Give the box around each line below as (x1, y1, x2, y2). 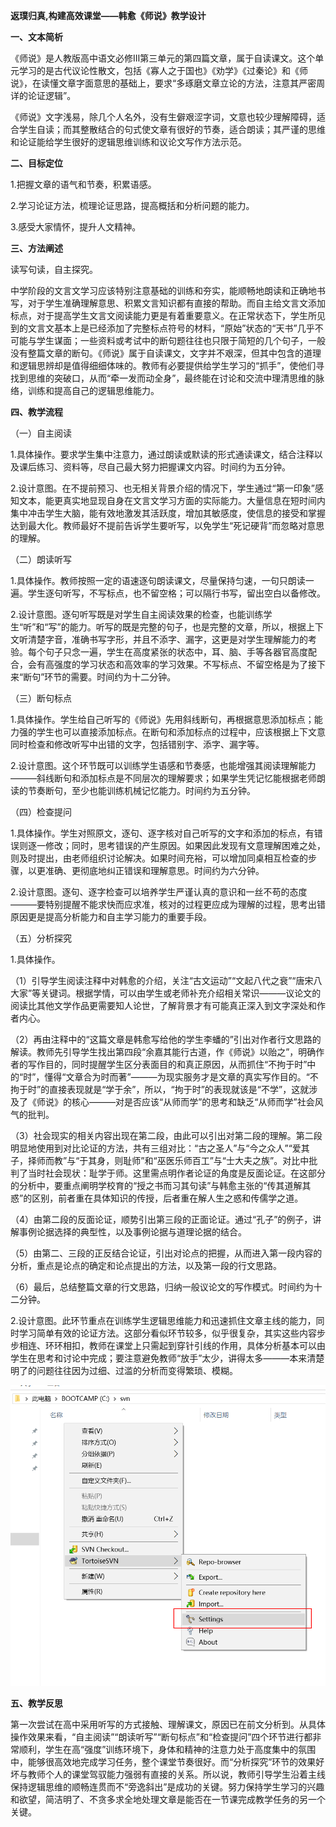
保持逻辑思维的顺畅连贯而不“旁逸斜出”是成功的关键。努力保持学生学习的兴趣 (10, 1780, 325, 1793)
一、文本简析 (10, 31, 63, 43)
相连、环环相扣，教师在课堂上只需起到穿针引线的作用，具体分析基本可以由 (18, 1340, 326, 1351)
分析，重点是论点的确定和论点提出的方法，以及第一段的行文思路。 (10, 1260, 282, 1271)
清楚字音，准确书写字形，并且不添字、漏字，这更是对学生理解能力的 (27, 634, 308, 645)
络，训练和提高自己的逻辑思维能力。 (10, 385, 160, 396)
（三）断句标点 (10, 692, 72, 704)
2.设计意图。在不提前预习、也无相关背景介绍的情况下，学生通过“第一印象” (10, 482, 315, 494)
